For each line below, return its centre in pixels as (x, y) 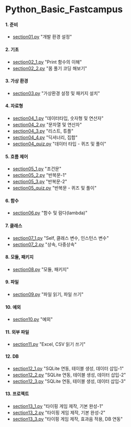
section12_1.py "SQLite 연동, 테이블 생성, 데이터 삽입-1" (68, 368)
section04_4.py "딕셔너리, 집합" (45, 137)
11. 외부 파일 (17, 332)
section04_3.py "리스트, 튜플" (43, 131)
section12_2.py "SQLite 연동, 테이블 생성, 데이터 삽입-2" (69, 375)
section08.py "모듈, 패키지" (41, 269)
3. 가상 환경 (17, 81)
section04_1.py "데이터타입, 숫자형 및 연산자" (58, 118)
